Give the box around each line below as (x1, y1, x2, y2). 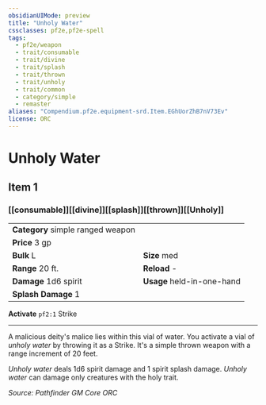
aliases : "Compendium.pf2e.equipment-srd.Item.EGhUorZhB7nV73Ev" (8, 108, 228, 116)
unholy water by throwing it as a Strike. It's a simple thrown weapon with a (8, 340, 251, 349)
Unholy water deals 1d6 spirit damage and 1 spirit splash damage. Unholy (8, 364, 248, 373)
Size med (142, 249, 179, 260)
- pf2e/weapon (15, 41, 62, 49)
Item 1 (8, 180, 38, 195)
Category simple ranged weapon (12, 224, 136, 235)
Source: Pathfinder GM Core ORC (8, 388, 118, 397)
